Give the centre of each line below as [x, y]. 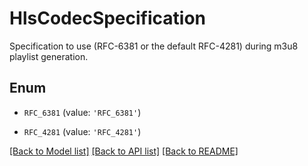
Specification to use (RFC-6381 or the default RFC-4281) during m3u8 [154, 46]
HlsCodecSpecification [108, 18]
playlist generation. [49, 56]
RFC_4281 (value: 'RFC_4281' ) [82, 131]
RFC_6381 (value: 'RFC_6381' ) [82, 112]
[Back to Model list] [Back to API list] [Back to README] [124, 151]
